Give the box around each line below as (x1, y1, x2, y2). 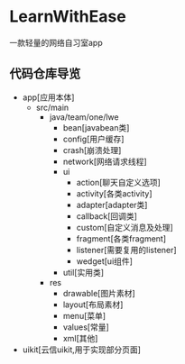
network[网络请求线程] (62, 156, 147, 167)
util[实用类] (62, 267, 105, 278)
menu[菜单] (62, 310, 106, 321)
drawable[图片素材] (62, 287, 135, 298)
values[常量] (62, 322, 110, 332)
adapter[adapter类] (76, 199, 148, 210)
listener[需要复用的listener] (76, 244, 178, 255)
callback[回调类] (76, 210, 138, 222)
